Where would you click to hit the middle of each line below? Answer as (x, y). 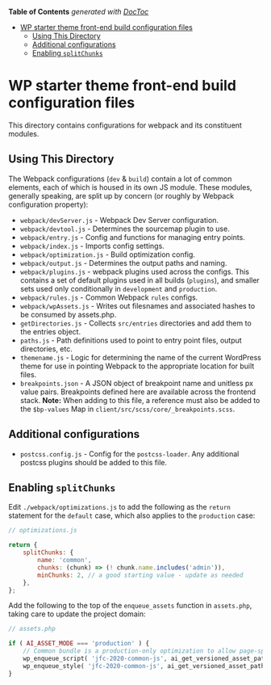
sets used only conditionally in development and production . (119, 288)
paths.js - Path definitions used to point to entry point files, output (131, 340)
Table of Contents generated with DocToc (79, 12)
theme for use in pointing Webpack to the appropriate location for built (137, 366)
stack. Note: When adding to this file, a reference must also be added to (140, 400)
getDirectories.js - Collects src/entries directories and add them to (135, 323)
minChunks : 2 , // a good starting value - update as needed (140, 575)
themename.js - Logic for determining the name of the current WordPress (141, 357)
